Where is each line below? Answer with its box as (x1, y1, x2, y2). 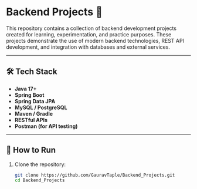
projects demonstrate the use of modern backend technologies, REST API (6, 37, 185, 44)
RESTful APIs (14, 116, 48, 123)
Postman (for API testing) (14, 123, 78, 130)
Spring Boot (14, 91, 45, 99)
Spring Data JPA (14, 97, 56, 104)
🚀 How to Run (6, 145, 56, 155)
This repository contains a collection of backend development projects (6, 25, 177, 32)
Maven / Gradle (14, 110, 53, 117)
